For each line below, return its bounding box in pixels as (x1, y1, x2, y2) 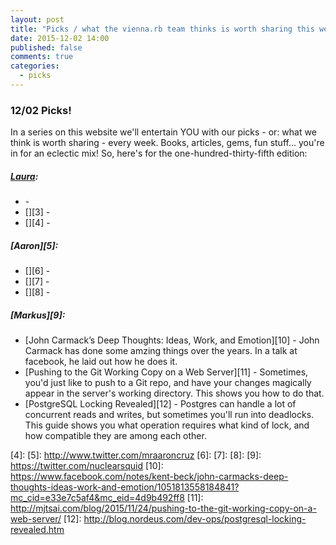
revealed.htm (10, 524, 65, 536)
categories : (10, 61, 60, 71)
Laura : (10, 170, 39, 182)
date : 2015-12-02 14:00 (10, 33, 110, 43)
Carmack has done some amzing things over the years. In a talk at (24, 345, 298, 357)
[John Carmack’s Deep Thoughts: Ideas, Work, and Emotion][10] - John (24, 334, 320, 346)
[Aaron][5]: (10, 239, 59, 251)
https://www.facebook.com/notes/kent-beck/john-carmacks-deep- (10, 471, 289, 483)
